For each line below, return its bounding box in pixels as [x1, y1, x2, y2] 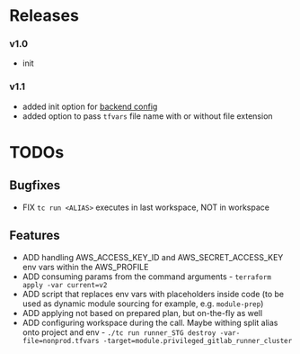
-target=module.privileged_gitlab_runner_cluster [102, 336, 293, 345]
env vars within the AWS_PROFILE [22, 261, 149, 272]
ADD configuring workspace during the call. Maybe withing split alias [22, 317, 278, 328]
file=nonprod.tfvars [22, 336, 100, 345]
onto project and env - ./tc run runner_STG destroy [22, 326, 216, 338]
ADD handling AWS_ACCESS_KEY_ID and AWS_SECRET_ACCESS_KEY [22, 251, 284, 262]
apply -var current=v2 [22, 280, 108, 289]
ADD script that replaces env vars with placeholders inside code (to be [22, 288, 285, 299]
